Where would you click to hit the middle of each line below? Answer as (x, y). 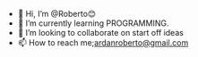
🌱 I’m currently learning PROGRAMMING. (93, 23)
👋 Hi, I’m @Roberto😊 (57, 14)
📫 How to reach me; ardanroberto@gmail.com (103, 43)
